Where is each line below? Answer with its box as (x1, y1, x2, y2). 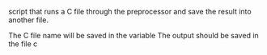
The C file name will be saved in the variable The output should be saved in (8, 31, 259, 40)
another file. (8, 15, 49, 25)
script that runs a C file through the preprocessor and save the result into (8, 7, 252, 16)
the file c (8, 39, 38, 49)
